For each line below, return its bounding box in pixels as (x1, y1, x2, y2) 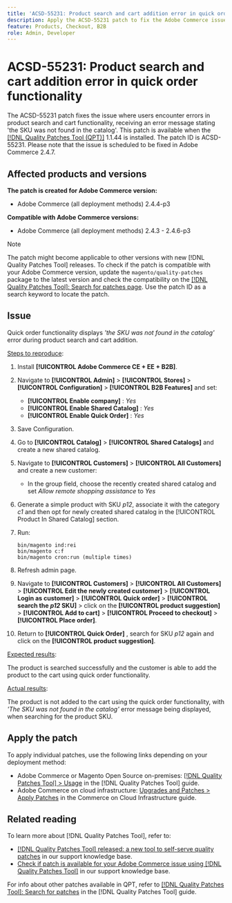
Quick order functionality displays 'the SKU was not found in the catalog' (7, 328, 215, 336)
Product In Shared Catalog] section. (17, 515, 119, 523)
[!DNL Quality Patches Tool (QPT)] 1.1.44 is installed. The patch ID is (7, 133, 200, 142)
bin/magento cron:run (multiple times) (17, 553, 133, 560)
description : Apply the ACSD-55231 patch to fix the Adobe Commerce (7, 17, 209, 23)
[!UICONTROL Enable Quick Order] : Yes (27, 411, 144, 419)
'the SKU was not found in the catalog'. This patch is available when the (7, 126, 211, 135)
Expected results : (7, 650, 57, 658)
